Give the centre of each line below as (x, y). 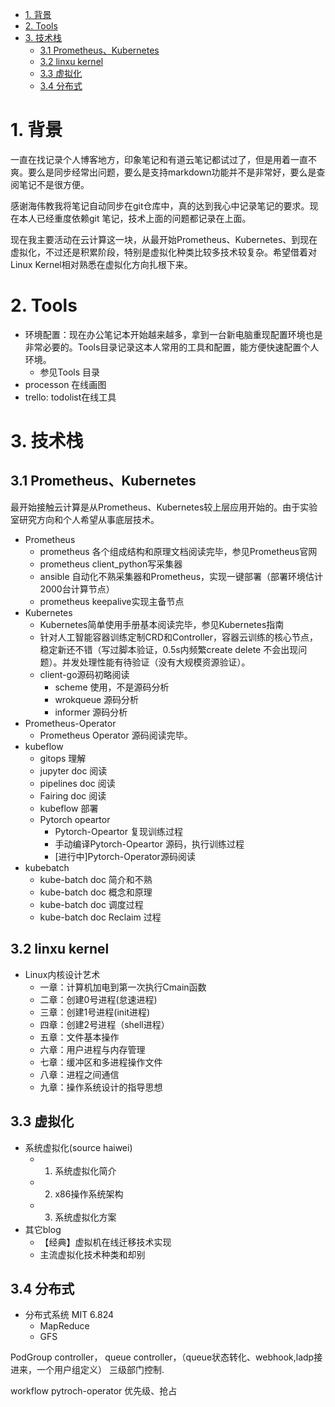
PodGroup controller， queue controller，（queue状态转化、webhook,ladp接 (166, 1357)
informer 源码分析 (91, 712)
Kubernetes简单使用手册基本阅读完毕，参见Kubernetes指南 (162, 624)
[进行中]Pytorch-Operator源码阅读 (125, 856)
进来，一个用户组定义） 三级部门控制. (87, 1370)
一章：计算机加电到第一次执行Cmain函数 (123, 987)
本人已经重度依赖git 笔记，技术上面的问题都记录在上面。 (135, 218)
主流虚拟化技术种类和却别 (92, 1254)
